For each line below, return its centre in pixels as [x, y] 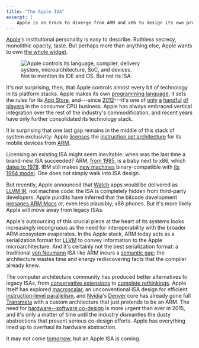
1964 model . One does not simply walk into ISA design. [73, 173]
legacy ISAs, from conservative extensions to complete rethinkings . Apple [96, 283]
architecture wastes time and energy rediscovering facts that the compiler [97, 259]
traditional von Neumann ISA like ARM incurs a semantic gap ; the [85, 253]
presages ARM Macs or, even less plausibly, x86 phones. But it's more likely [99, 204]
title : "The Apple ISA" [36, 12]
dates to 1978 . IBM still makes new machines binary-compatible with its [93, 167]
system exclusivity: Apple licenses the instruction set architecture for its [94, 137]
